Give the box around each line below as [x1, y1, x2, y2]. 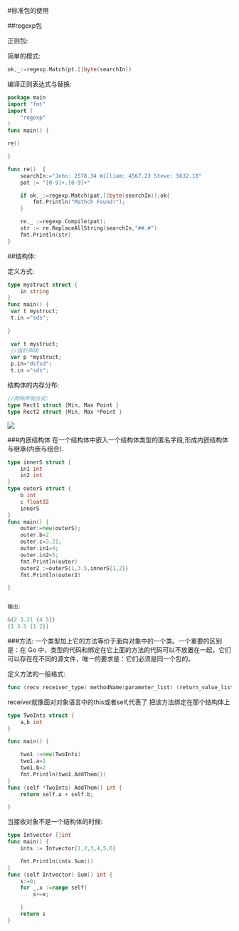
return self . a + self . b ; [20, 790, 94, 798]
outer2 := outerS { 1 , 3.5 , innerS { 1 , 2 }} [20, 564, 129, 572]
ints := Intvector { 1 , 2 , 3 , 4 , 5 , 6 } [20, 845, 116, 852]
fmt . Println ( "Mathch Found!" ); [33, 198, 126, 205]
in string [20, 288, 50, 295]
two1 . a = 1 [20, 758, 46, 765]
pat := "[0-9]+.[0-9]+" [20, 179, 91, 186]
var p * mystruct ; [10, 354, 62, 361]
